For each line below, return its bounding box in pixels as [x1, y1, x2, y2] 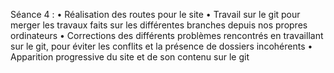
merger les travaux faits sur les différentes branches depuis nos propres [10, 19, 308, 31]
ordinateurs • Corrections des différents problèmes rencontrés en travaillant [10, 30, 324, 41]
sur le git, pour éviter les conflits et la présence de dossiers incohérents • [10, 40, 313, 52]
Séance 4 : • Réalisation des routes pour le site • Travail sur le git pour [10, 9, 301, 20]
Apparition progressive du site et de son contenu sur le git [10, 51, 250, 63]
